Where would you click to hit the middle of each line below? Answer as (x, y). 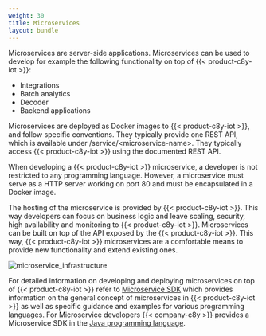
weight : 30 (26, 16)
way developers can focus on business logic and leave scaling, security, (127, 217)
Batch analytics (45, 94)
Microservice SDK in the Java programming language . (97, 323)
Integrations (39, 85)
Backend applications (55, 111)
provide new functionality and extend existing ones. (93, 250)
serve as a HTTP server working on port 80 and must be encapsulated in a (131, 184)
